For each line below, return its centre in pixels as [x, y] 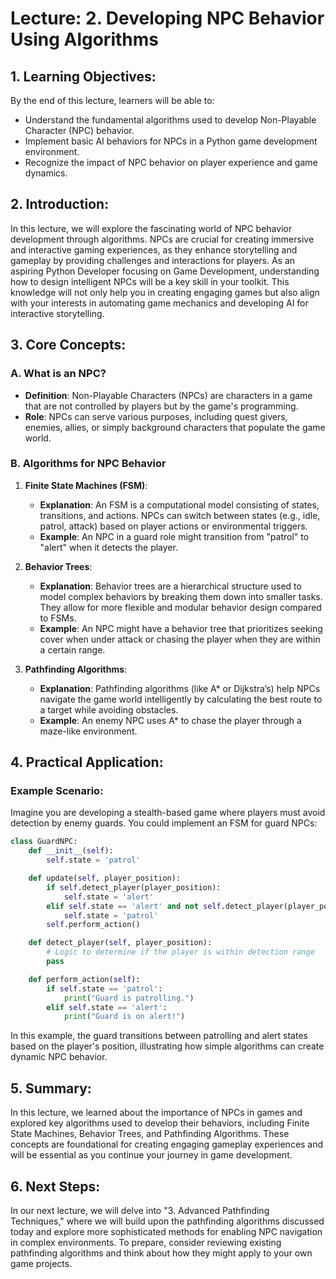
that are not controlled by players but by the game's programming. [161, 406]
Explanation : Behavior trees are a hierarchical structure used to [170, 586]
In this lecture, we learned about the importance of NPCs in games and [156, 1113]
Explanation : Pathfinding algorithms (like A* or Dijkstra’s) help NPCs [180, 688]
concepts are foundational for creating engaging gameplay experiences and [167, 1144]
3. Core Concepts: [68, 345]
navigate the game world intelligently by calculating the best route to [181, 699]
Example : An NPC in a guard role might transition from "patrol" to [174, 536]
